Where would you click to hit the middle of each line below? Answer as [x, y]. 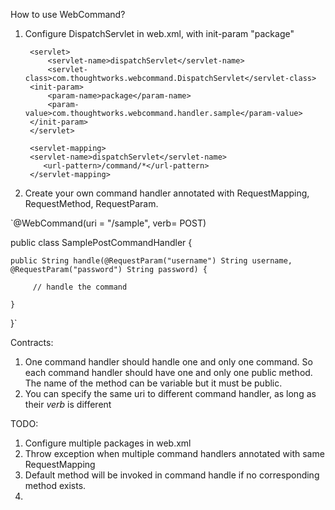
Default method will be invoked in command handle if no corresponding [172, 475]
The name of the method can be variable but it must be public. [153, 383]
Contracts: [32, 342]
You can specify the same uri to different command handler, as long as [170, 393]
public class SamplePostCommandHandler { [101, 242]
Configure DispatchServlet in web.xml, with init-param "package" [159, 33]
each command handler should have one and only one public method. [168, 372]
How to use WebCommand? [68, 14]
